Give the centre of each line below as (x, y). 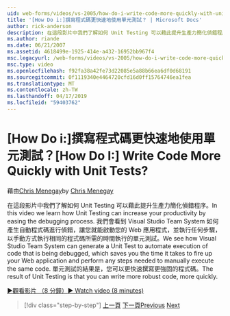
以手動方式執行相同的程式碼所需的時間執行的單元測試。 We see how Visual (112, 238)
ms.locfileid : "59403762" (44, 103)
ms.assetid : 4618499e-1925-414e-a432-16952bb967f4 (81, 52)
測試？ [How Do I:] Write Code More (120, 156)
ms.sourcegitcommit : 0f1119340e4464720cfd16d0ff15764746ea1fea (99, 77)
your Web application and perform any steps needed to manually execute (111, 260)
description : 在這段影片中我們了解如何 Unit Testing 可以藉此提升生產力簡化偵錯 (112, 33)
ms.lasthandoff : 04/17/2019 (47, 97)
